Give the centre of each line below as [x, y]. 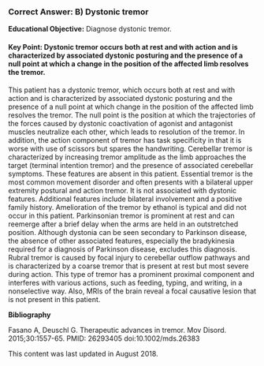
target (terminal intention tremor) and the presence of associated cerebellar [131, 165]
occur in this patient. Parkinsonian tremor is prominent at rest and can [121, 215]
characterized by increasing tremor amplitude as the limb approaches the [127, 157]
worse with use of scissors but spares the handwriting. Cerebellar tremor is [130, 148]
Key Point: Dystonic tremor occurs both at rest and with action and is [123, 47]
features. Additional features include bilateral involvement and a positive [125, 199]
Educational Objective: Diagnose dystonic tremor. [90, 29]
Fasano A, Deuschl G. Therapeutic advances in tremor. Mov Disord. [117, 330]
